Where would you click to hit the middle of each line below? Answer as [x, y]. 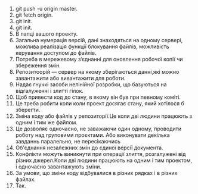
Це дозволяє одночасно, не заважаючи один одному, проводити [98, 129]
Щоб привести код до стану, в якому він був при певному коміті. [98, 97]
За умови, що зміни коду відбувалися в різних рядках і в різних [96, 173]
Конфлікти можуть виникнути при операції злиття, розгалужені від [100, 154]
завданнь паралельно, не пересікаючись [68, 141]
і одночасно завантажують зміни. [58, 167]
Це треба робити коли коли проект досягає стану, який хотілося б [100, 103]
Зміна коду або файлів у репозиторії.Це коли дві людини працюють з [104, 116]
